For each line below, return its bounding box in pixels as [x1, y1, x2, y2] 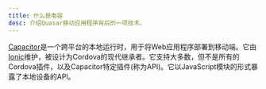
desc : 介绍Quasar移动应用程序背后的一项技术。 [8, 19, 146, 27]
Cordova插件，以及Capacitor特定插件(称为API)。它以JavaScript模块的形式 [8, 61, 252, 72]
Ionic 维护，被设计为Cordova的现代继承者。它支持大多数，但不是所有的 [8, 52, 240, 61]
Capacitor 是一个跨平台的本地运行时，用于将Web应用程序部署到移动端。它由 [8, 41, 256, 52]
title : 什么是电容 [8, 11, 64, 20]
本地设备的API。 [21, 72, 75, 81]
